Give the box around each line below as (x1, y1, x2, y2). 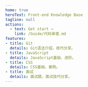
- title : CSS (5, 60, 33, 65)
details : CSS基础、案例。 (10, 64, 60, 70)
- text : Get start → (10, 27, 53, 32)
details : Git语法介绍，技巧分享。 (10, 46, 75, 51)
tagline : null (5, 17, 36, 22)
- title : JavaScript (5, 50, 49, 55)
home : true (5, 7, 28, 13)
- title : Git (5, 41, 33, 46)
